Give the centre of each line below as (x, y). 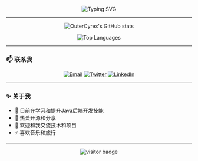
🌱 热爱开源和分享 (35, 117)
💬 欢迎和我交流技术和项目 (45, 125)
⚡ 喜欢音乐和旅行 (35, 132)
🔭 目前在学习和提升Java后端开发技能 (59, 110)
